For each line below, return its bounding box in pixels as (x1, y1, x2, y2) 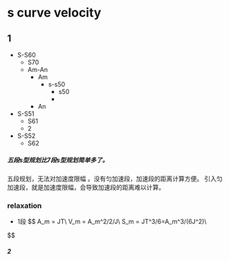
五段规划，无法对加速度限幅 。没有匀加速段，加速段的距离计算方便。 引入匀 (7, 174, 223, 183)
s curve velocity (7, 5, 102, 21)
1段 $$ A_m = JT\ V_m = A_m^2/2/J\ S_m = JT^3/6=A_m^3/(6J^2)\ (17, 217, 207, 226)
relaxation (7, 201, 42, 210)
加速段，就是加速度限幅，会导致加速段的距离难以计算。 (7, 183, 165, 191)
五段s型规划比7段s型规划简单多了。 (7, 156, 109, 164)
